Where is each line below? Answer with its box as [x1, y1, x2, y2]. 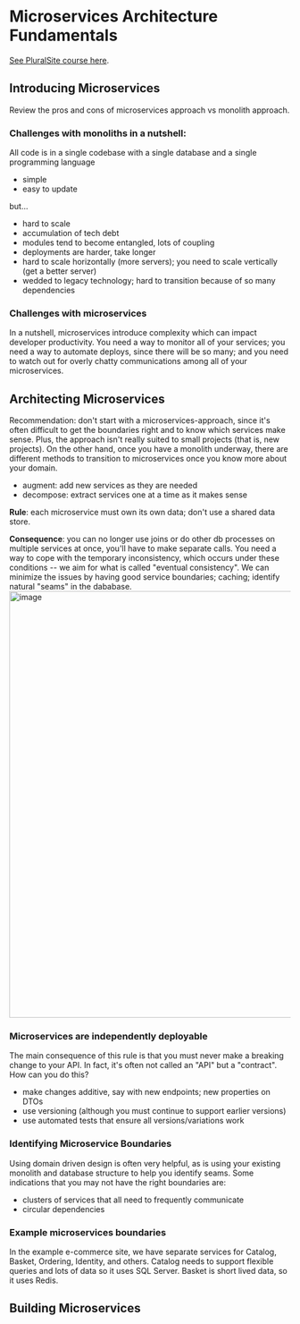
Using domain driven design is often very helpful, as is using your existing [9, 1158, 281, 1168]
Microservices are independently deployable [9, 1031, 208, 1043]
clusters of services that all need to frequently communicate [21, 1194, 245, 1205]
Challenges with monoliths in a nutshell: [9, 127, 187, 140]
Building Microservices [9, 1301, 141, 1316]
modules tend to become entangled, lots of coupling [21, 237, 215, 248]
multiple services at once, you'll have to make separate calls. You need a [9, 543, 277, 554]
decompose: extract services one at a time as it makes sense [21, 489, 248, 500]
